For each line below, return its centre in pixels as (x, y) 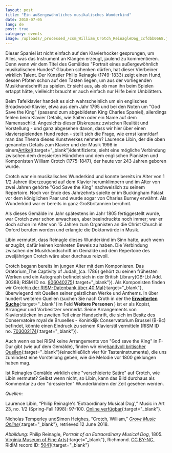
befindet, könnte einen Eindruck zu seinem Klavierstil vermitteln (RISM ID (82, 326)
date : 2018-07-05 (24, 19)
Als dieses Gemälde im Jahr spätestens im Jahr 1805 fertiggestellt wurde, (83, 213)
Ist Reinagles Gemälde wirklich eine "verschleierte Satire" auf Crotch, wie (83, 373)
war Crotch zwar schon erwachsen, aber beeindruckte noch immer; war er (84, 219)
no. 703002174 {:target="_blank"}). (42, 331)
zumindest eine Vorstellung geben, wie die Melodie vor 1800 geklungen (81, 357)
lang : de (15, 24)
